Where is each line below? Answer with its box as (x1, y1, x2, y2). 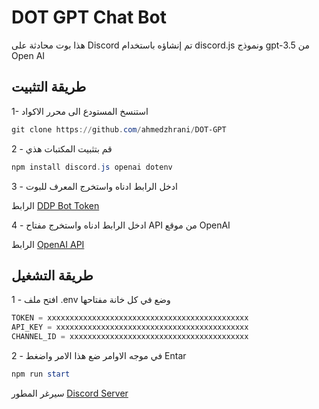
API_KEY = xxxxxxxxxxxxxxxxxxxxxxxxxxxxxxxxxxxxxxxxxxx (11, 322, 249, 333)
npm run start (11, 369, 71, 379)
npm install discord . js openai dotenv (11, 162, 173, 172)
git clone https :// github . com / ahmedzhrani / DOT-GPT (11, 124, 227, 135)
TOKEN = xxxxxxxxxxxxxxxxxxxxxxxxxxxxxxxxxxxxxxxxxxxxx (11, 313, 249, 323)
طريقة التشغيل (11, 267, 94, 284)
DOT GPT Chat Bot (11, 6, 167, 29)
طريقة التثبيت (11, 79, 87, 96)
